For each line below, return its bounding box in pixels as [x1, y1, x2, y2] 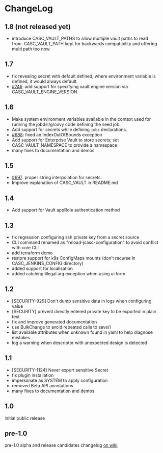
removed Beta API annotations [11, 382, 74, 388]
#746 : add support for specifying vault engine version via [11, 83, 128, 89]
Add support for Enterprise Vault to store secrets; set [11, 137, 119, 143]
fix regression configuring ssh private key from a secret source [11, 234, 139, 240]
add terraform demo [11, 250, 53, 256]
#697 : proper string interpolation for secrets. [11, 175, 102, 181]
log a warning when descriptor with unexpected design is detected [11, 340, 147, 346]
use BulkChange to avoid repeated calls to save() [11, 324, 111, 330]
